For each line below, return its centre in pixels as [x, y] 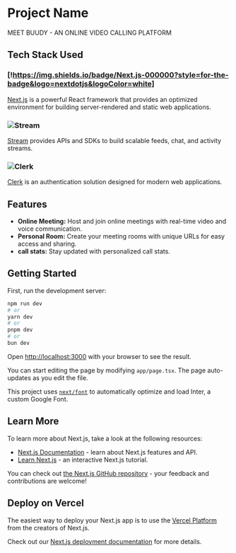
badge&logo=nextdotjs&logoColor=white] [81, 84]
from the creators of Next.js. [48, 528]
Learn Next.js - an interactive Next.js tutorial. [83, 460]
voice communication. [50, 229]
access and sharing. [47, 244]
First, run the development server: [57, 290]
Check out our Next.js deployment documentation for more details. [105, 541]
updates [19, 377]
